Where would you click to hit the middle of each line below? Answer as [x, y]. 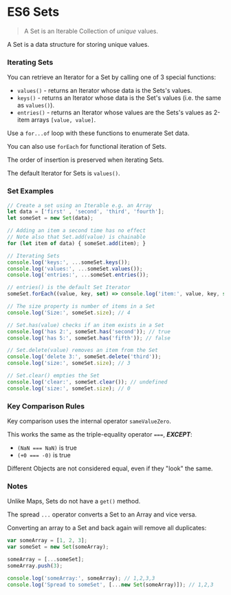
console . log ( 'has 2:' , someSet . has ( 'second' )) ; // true [89, 331]
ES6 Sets [33, 12]
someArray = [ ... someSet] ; [46, 559]
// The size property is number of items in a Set [81, 306]
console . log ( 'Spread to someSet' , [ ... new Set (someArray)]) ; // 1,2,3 [110, 585]
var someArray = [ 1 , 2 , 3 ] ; [47, 541]
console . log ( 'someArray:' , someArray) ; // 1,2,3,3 [81, 578]
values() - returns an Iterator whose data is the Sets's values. [104, 91]
